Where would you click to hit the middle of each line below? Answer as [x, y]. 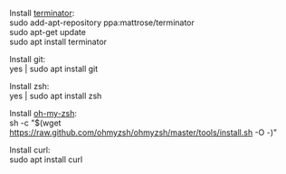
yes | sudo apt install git [54, 69]
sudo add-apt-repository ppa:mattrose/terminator [102, 23]
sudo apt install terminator [58, 41]
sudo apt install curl [46, 160]
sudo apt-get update [48, 32]
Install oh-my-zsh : [43, 113]
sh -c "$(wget [35, 123]
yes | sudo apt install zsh [56, 96]
